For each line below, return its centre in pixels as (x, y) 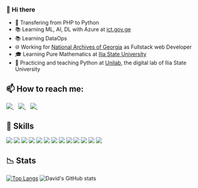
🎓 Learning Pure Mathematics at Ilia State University (81, 54)
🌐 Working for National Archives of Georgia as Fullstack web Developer (103, 47)
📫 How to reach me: (45, 89)
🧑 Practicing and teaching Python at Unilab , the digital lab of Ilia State (101, 63)
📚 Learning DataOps (41, 38)
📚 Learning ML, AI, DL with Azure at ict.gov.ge (73, 29)
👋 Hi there (21, 10)
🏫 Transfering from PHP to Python (57, 23)
